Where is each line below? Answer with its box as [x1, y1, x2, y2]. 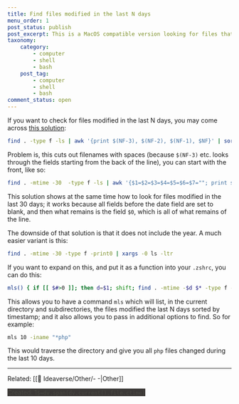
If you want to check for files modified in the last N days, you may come [7, 116, 218, 125]
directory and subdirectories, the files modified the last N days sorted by [7, 304, 221, 314]
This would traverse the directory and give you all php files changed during [7, 346, 226, 355]
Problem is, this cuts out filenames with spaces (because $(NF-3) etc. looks [7, 150, 229, 159]
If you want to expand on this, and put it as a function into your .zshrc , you [7, 263, 226, 271]
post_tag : [20, 70, 50, 77]
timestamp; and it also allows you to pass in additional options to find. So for [7, 312, 231, 321]
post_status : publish [7, 24, 72, 31]
